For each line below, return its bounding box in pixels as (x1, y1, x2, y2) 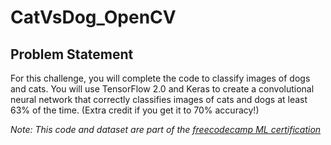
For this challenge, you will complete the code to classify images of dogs (10, 72, 311, 84)
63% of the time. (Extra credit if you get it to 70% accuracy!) (10, 104, 260, 116)
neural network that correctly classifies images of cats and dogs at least (10, 94, 308, 105)
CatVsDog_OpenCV (10, 6, 177, 29)
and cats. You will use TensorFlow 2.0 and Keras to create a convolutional (10, 83, 315, 95)
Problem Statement (10, 46, 134, 63)
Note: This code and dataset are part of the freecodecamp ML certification (10, 124, 322, 135)
